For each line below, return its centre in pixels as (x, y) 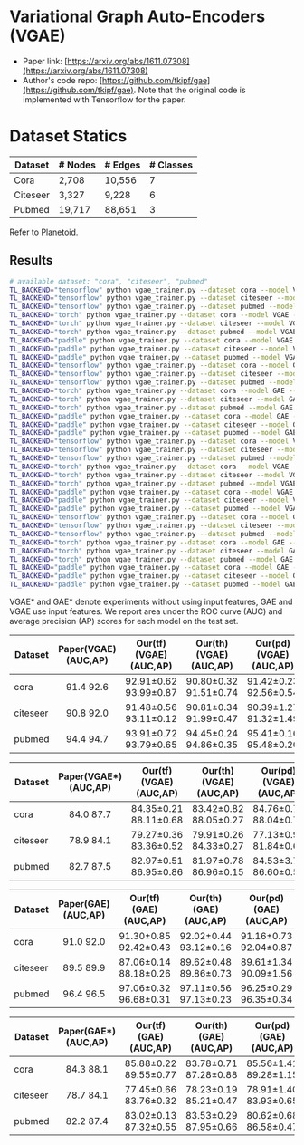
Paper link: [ (45, 61)
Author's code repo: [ (62, 80)
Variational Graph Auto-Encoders (137, 17)
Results (31, 260)
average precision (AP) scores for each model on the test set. (124, 621)
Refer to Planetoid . (44, 232)
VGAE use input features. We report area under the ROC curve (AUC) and (146, 611)
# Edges (123, 165)
